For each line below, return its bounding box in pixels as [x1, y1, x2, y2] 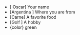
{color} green [9, 24, 37, 30]
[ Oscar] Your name [9, 4, 50, 10]
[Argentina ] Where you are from [9, 9, 76, 15]
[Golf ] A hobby [9, 19, 41, 25]
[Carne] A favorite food [9, 14, 57, 20]
